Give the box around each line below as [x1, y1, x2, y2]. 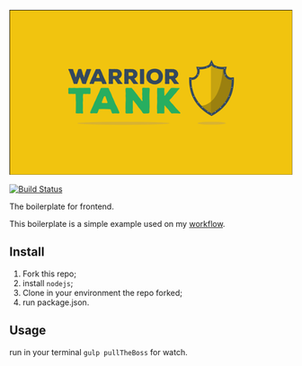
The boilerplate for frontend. [9, 201, 114, 212]
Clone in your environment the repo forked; [22, 287, 182, 298]
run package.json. [22, 297, 90, 308]
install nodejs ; [22, 277, 74, 288]
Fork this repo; [22, 268, 76, 279]
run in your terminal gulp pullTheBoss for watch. [9, 346, 188, 357]
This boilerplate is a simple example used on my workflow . [9, 219, 226, 229]
